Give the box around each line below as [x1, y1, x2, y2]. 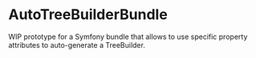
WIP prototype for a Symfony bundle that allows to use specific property [8, 32, 248, 41]
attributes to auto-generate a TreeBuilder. [8, 40, 146, 49]
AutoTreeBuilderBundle [8, 6, 169, 24]
